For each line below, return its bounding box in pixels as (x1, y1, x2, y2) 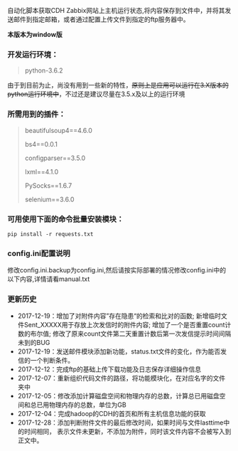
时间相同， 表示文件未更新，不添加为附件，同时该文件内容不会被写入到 (23, 428, 232, 436)
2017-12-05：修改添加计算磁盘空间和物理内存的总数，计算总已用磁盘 (17, 392, 220, 400)
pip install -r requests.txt (7, 230, 94, 238)
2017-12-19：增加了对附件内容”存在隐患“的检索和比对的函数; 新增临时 (17, 312, 222, 320)
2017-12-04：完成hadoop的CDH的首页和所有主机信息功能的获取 (17, 410, 206, 418)
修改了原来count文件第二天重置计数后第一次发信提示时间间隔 (52, 329, 232, 338)
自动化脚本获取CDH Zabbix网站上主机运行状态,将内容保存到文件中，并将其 (7, 6, 225, 14)
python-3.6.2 (24, 66, 63, 75)
